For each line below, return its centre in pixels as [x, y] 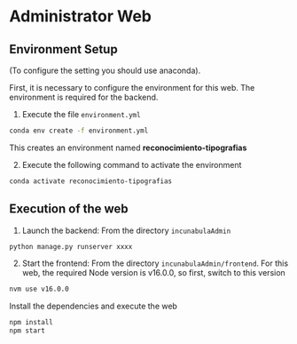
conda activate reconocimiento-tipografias [91, 181]
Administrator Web [81, 16]
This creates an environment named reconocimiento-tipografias [128, 148]
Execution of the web [69, 209]
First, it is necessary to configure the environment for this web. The [132, 88]
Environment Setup [63, 49]
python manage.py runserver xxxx [71, 246]
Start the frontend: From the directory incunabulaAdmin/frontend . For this [155, 263]
